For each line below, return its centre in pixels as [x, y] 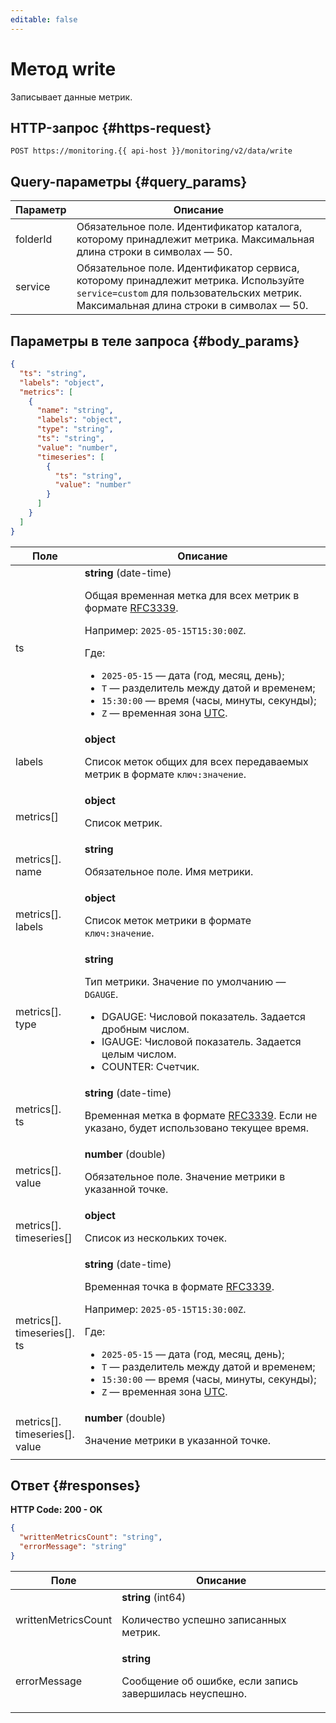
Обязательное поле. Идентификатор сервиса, [188, 268]
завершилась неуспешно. [184, 1693]
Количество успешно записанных [204, 1619]
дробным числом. [145, 1029]
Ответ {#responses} [76, 1486]
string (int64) [154, 1597]
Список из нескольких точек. [156, 1238]
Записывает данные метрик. [71, 97]
